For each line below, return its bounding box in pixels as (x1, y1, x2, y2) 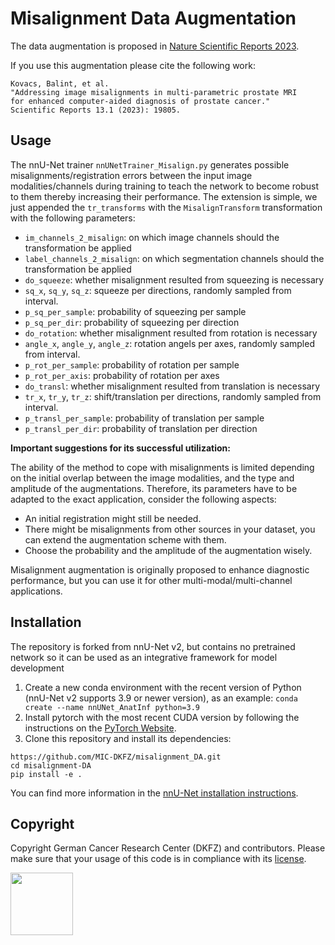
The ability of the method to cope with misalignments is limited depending (10, 461, 315, 473)
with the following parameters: (10, 212, 136, 224)
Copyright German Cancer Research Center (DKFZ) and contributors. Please (10, 842, 326, 854)
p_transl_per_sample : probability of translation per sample (24, 412, 265, 424)
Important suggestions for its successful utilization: (10, 442, 231, 454)
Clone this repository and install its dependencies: (24, 732, 232, 744)
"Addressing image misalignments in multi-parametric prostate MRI (10, 87, 298, 97)
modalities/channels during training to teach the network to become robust (10, 180, 320, 192)
